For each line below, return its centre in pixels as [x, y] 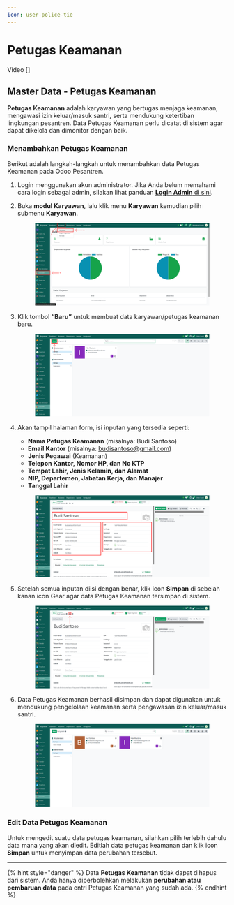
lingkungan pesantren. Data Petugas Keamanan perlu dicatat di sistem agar [115, 123]
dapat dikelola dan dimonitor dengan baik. [68, 131]
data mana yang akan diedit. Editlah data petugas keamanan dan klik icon [112, 845]
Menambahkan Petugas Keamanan [68, 149]
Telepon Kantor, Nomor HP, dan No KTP [86, 463]
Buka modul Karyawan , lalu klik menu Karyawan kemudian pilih [109, 205]
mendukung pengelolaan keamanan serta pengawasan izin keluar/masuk [122, 707]
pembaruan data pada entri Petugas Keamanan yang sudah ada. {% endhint [117, 888]
